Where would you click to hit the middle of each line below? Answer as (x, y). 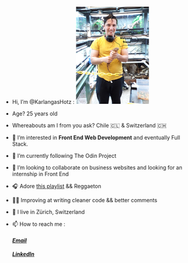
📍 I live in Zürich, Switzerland (48, 212)
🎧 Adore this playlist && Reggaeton (57, 186)
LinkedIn (23, 254)
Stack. (20, 144)
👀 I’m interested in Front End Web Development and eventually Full (96, 138)
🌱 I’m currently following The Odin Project (64, 156)
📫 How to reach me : (39, 224)
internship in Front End (40, 174)
